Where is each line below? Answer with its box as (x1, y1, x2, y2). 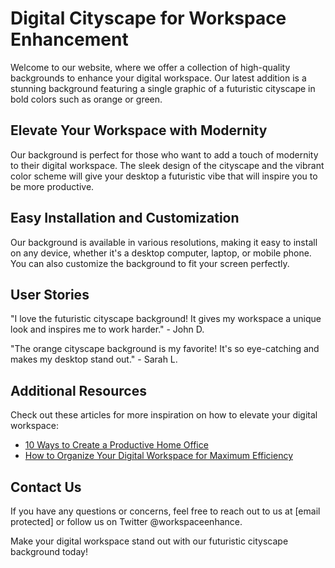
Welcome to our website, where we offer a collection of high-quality (10, 61, 291, 73)
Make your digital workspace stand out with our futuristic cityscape (10, 535, 289, 547)
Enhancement (10, 28, 129, 51)
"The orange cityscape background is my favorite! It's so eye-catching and (10, 343, 320, 355)
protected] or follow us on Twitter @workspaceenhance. (10, 516, 243, 527)
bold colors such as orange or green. (10, 93, 163, 105)
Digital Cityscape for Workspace (10, 7, 287, 30)
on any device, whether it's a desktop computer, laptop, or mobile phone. (10, 247, 312, 259)
